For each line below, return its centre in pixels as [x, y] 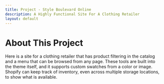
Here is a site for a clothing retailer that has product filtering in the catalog [80, 56]
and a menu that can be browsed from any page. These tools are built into [80, 62]
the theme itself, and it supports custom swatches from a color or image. [79, 67]
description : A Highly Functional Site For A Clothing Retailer [72, 14]
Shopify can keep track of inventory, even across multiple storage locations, [82, 72]
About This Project [44, 43]
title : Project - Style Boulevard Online [48, 10]
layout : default [22, 19]
